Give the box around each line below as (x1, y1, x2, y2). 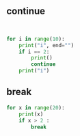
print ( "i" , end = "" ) (18, 42, 75, 49)
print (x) (18, 111, 44, 118)
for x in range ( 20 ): (6, 104, 66, 111)
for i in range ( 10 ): (6, 36, 66, 42)
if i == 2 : (18, 48, 50, 55)
